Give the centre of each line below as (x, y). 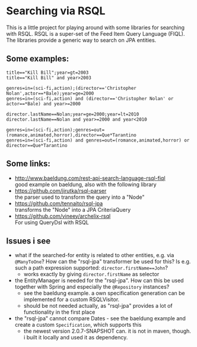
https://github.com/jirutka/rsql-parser (61, 190)
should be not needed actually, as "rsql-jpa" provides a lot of (98, 306)
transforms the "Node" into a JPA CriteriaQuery (73, 210)
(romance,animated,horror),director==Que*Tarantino (71, 135)
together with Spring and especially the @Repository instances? (92, 287)
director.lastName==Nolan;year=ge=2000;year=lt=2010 (73, 114)
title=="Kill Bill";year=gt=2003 (47, 73)
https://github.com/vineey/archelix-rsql (63, 216)
